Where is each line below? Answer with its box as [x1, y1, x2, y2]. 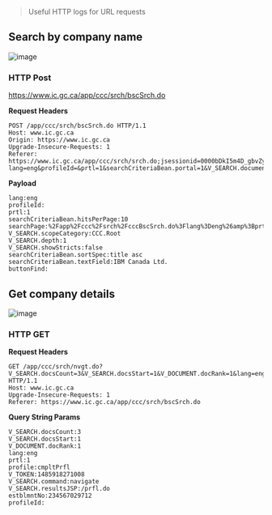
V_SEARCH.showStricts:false [8, 244, 104, 252]
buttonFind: [8, 265, 49, 274]
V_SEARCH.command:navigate [8, 478, 100, 486]
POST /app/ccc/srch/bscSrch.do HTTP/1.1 [8, 121, 147, 130]
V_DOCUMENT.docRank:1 [8, 442, 82, 450]
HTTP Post [8, 72, 52, 83]
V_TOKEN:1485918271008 [8, 470, 85, 479]
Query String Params [8, 412, 81, 422]
